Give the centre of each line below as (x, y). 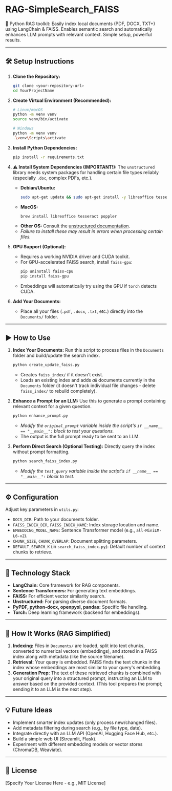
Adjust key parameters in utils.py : (42, 509)
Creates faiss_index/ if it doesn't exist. (62, 374)
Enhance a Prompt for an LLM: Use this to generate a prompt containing (89, 401)
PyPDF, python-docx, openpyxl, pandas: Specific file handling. (80, 607)
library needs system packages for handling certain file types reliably (85, 172)
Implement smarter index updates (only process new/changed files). (85, 722)
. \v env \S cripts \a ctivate (39, 138)
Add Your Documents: (37, 302)
